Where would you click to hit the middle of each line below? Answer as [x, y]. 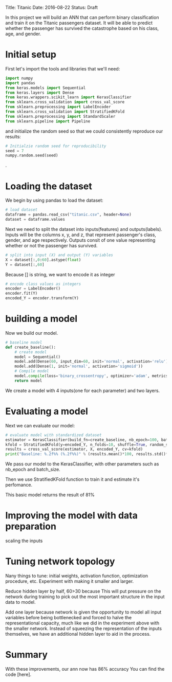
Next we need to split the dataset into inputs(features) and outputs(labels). [84, 229]
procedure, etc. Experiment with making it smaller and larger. [70, 581]
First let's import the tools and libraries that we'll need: [63, 68]
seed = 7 [15, 151]
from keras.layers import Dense [40, 93]
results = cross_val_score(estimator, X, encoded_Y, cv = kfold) [74, 450]
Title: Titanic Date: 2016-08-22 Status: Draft [52, 7]
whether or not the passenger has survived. [51, 245]
